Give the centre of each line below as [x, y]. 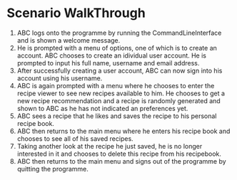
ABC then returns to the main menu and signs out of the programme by [121, 161]
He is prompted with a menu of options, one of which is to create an [117, 48]
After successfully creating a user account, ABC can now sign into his [120, 70]
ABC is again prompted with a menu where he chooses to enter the [116, 85]
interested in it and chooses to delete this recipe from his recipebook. [119, 154]
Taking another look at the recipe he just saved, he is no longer [110, 146]
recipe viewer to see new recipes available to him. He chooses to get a [121, 93]
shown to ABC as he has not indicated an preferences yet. [102, 108]
